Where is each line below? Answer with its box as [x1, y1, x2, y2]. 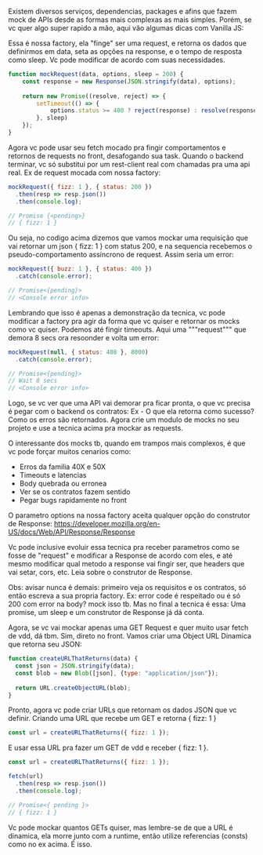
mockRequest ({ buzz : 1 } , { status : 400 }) [8, 265, 153, 273]
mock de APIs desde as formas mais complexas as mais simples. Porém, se [8, 15, 252, 24]
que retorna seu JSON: [8, 639, 82, 649]
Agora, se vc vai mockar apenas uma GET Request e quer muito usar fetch [8, 623, 249, 632]
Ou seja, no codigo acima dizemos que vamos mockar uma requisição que [8, 233, 249, 242]
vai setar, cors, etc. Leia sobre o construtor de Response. [8, 568, 193, 577]
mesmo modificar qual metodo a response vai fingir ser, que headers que [8, 559, 245, 569]
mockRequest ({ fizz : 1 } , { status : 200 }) [8, 183, 153, 191]
